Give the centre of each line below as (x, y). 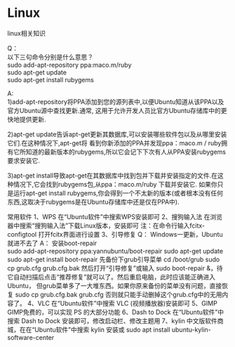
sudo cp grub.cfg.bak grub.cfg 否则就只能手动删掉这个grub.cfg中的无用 (119, 294)
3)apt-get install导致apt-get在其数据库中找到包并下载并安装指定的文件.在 (113, 175)
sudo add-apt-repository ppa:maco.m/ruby (69, 65)
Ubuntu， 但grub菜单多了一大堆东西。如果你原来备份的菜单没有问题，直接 (115, 285)
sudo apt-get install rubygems (51, 79)
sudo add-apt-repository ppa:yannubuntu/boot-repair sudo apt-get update (115, 251)
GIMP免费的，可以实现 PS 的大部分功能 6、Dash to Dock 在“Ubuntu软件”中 (116, 312)
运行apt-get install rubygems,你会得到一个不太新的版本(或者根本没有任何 (118, 193)
